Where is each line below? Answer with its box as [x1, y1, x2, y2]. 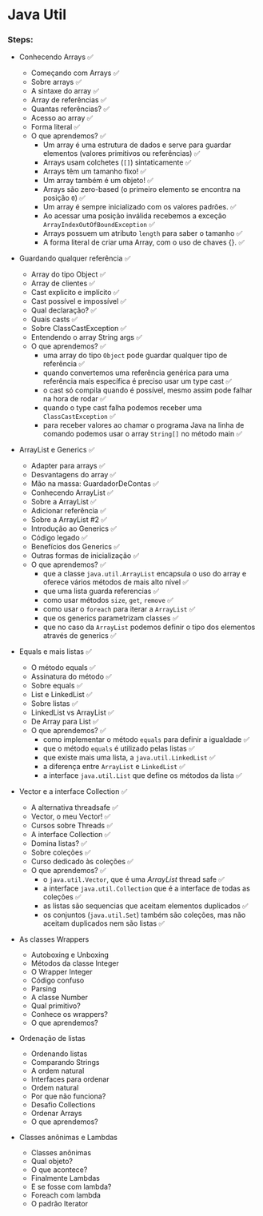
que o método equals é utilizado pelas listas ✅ [42, 744, 195, 753]
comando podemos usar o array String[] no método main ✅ [42, 429, 243, 439]
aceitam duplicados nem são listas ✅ [42, 919, 165, 928]
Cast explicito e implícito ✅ [30, 288, 120, 297]
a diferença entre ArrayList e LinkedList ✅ [42, 762, 185, 771]
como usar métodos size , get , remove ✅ [42, 596, 173, 605]
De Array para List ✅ [30, 717, 99, 727]
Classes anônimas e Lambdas [18, 1133, 118, 1142]
